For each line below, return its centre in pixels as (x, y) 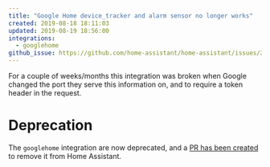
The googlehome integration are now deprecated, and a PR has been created (133, 147)
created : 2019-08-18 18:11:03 (59, 23)
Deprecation (51, 126)
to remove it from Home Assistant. (65, 156)
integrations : (32, 38)
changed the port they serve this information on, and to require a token (126, 84)
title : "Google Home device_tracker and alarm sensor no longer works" (131, 16)
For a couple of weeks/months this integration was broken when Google (128, 76)
